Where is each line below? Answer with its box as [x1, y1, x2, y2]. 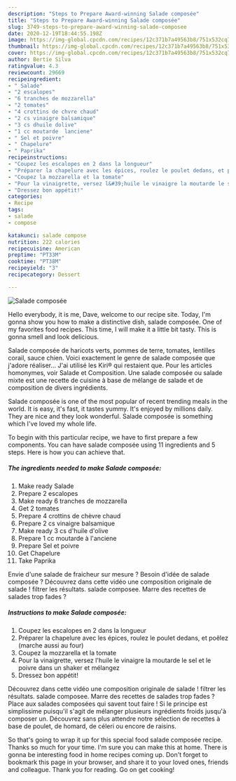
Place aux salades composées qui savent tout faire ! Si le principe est [8, 700, 208, 708]
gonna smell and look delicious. [8, 332, 99, 341]
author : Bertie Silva [8, 56, 71, 63]
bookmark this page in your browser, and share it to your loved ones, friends [8, 758, 229, 766]
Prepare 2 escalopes [18, 489, 78, 497]
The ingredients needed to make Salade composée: [8, 464, 162, 473]
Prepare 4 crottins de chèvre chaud [18, 511, 121, 520]
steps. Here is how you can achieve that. [8, 447, 125, 457]
